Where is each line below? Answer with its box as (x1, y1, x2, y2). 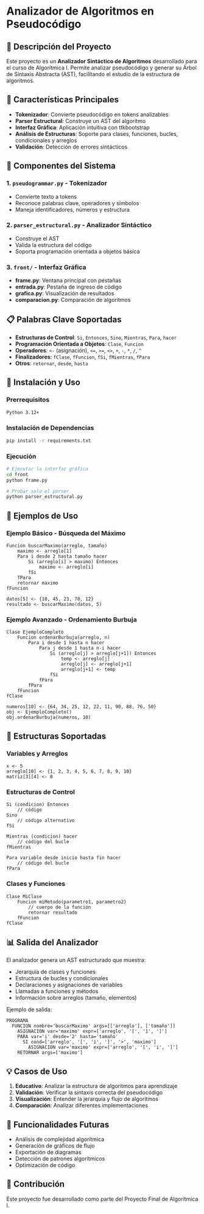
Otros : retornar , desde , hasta (15, 359, 88, 367)
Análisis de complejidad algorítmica (15, 1135, 105, 1143)
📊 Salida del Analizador (6, 937, 99, 947)
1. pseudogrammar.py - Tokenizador (6, 179, 108, 188)
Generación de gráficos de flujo (15, 1142, 95, 1149)
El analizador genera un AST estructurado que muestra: (6, 956, 146, 964)
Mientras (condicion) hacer (6, 833, 78, 840)
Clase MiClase (6, 893, 43, 899)
